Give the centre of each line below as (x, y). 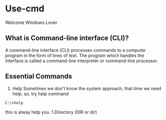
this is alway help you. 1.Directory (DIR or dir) (51, 112)
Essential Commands (39, 76)
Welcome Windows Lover (31, 22)
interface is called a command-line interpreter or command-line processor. (82, 61)
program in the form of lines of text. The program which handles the (75, 55)
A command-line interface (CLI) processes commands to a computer (76, 50)
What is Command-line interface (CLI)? (67, 38)
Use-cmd (25, 9)
